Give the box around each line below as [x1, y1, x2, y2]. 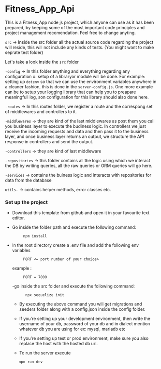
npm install [23, 234, 47, 239]
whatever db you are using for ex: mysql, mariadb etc [19, 326, 126, 332]
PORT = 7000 [23, 275, 47, 280]
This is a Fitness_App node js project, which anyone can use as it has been [5, 19, 154, 25]
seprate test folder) [5, 50, 44, 55]
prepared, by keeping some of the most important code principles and [5, 24, 145, 30]
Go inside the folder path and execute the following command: [12, 224, 136, 230]
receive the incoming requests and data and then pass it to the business [5, 128, 149, 134]
